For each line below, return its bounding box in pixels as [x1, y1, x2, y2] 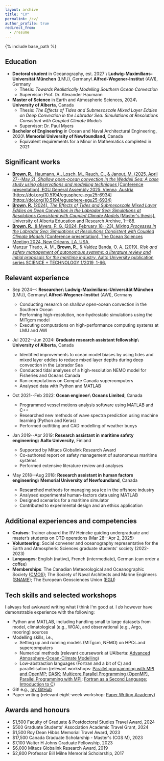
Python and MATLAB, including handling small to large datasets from [12, 619, 151, 625]
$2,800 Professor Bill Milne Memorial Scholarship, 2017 [12, 750, 124, 756]
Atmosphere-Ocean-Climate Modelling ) [19, 656, 99, 661]
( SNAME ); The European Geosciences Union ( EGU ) [12, 577, 116, 583]
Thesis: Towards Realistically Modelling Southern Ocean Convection [19, 86, 158, 92]
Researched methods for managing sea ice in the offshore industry [19, 487, 155, 493]
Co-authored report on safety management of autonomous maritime [19, 452, 158, 458]
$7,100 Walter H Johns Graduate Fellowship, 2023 [12, 739, 113, 746]
